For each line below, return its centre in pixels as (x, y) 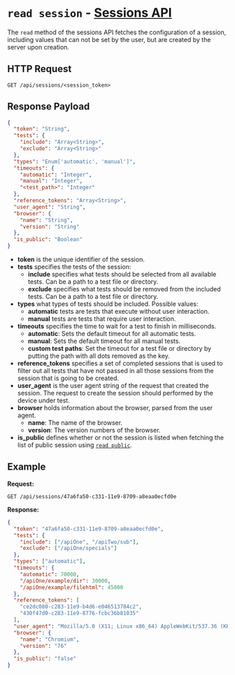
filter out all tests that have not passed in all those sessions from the (115, 371)
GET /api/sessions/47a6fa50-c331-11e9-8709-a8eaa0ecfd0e (92, 496)
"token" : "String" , (42, 129)
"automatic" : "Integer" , (56, 175)
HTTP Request (40, 69)
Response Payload (49, 107)
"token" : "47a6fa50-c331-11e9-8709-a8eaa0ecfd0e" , (89, 529)
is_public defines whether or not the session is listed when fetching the (120, 437)
